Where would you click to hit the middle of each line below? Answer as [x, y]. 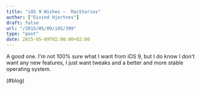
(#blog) [16, 80]
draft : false [23, 23]
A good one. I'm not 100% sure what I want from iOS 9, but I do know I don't [100, 56]
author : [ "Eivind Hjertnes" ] [43, 17]
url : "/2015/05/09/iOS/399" [42, 28]
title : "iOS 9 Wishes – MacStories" [54, 12]
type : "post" [23, 34]
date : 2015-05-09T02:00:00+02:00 [48, 39]
